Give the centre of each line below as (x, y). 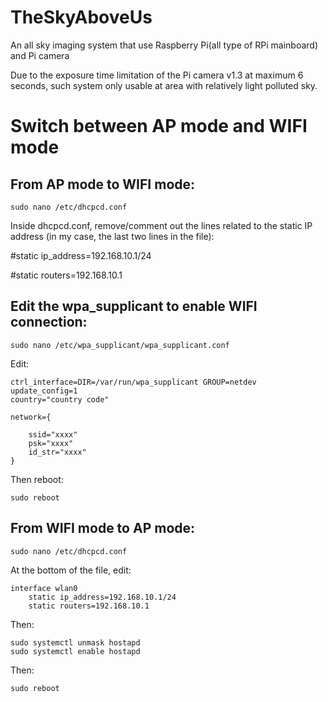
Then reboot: (37, 479)
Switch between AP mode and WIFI (159, 126)
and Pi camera (40, 55)
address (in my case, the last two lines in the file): (112, 236)
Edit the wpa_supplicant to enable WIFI (134, 306)
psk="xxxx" (51, 443)
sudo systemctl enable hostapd (75, 651)
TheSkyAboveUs (81, 17)
